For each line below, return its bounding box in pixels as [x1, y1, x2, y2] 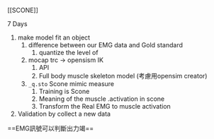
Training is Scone [38, 87, 90, 95]
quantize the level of [38, 49, 98, 56]
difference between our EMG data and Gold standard [28, 41, 183, 49]
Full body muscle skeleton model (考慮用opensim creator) [38, 72, 208, 80]
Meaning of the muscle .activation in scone [38, 95, 165, 103]
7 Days [7, 20, 28, 28]
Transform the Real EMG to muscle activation [38, 102, 171, 110]
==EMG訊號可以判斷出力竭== [7, 124, 94, 133]
